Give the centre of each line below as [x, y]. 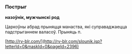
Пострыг [16, 7]
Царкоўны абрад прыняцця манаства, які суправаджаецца [66, 27]
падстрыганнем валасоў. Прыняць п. [43, 32]
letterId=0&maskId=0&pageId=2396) [42, 47]
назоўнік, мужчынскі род [32, 18]
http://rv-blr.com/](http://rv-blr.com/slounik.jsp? [54, 41]
